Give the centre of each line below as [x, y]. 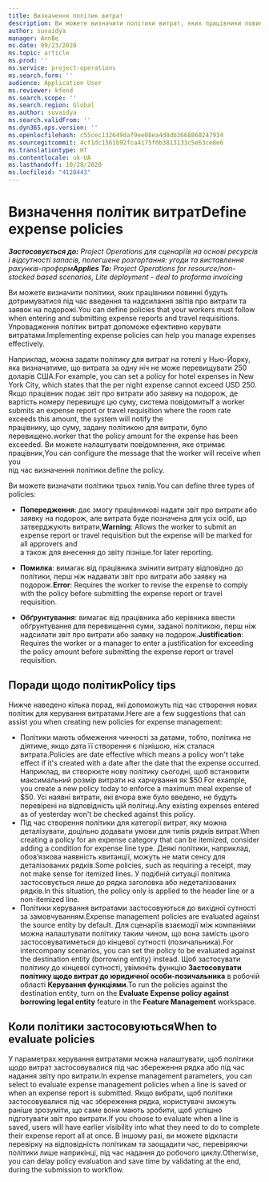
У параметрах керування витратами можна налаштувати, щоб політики [131, 1058]
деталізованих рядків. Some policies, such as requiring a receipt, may [136, 865]
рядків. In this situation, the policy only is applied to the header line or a [137, 891]
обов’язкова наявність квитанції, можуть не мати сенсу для [122, 856]
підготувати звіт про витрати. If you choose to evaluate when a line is [124, 1118]
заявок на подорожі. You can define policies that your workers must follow [132, 309]
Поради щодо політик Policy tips [92, 686]
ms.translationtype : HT [48, 150]
